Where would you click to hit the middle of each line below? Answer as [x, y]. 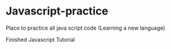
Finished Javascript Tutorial [40, 39]
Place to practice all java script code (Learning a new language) [85, 28]
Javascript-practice [57, 11]
